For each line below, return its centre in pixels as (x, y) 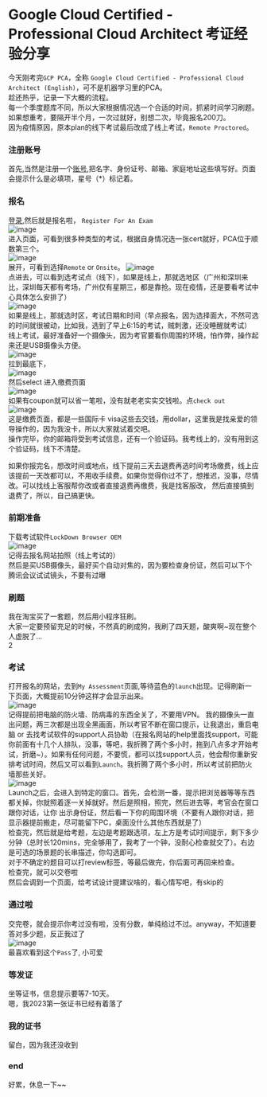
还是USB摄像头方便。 (50, 345)
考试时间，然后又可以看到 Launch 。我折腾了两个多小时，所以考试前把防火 (133, 764)
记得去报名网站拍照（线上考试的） (64, 555)
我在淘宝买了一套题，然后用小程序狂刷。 (74, 617)
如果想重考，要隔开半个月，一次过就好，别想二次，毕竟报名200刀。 (119, 117)
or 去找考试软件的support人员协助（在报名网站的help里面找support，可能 (137, 735)
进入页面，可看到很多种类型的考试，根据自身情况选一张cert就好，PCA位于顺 (133, 238)
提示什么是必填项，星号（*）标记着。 (76, 179)
